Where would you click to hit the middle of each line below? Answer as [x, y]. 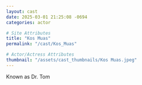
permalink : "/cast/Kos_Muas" [41, 44]
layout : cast [22, 11]
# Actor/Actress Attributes [40, 55]
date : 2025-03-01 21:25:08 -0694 [47, 17]
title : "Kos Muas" [28, 39]
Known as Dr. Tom [28, 76]
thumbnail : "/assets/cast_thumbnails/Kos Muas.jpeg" [72, 60]
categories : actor [28, 22]
